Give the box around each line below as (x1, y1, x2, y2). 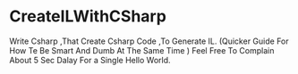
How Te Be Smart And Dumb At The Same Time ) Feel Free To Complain (9, 45, 275, 55)
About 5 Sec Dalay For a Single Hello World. (9, 54, 172, 65)
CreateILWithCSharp (9, 6, 167, 27)
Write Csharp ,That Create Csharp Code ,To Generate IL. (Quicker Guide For (9, 36, 289, 46)
